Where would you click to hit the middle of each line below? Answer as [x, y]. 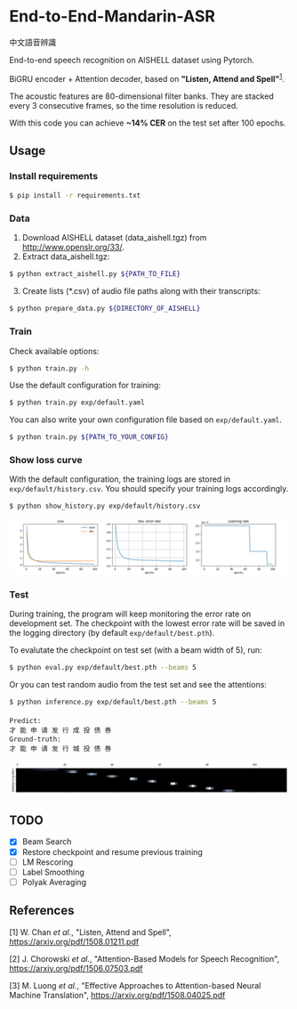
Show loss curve [46, 460]
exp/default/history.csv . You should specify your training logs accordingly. [149, 489]
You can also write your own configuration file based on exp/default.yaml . [145, 419]
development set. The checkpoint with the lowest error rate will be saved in [147, 623]
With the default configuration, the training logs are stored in [120, 479]
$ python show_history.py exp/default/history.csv [105, 506]
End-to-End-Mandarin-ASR [112, 16]
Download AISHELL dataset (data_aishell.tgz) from [114, 238]
